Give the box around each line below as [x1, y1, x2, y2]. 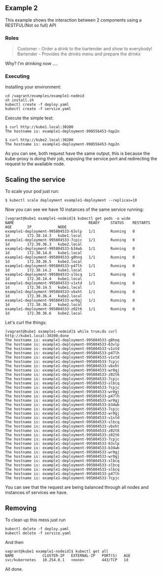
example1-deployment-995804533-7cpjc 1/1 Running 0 [5, 237, 135, 243]
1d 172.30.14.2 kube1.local [5, 268, 82, 273]
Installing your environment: [5, 84, 61, 90]
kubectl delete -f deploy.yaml [5, 527, 69, 532]
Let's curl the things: [5, 320, 47, 326]
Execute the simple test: [5, 115, 54, 121]
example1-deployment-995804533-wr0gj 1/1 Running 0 [5, 298, 135, 303]
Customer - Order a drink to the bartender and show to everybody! [17, 46, 153, 52]
